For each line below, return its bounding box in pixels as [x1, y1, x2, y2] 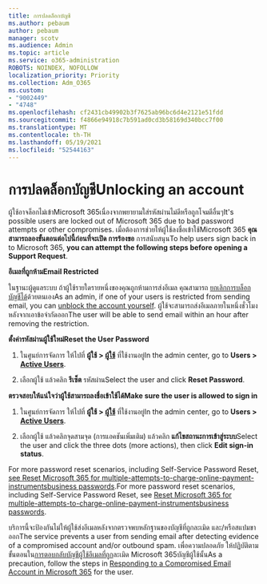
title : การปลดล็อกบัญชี [8, 11, 71, 20]
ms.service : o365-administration [8, 57, 120, 65]
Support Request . [8, 252, 68, 261]
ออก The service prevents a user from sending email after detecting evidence [8, 532, 259, 542]
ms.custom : [8, 86, 45, 95]
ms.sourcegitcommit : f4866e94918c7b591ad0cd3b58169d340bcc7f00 [8, 116, 224, 124]
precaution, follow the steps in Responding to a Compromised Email [8, 558, 232, 569]
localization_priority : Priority [8, 71, 120, 79]
